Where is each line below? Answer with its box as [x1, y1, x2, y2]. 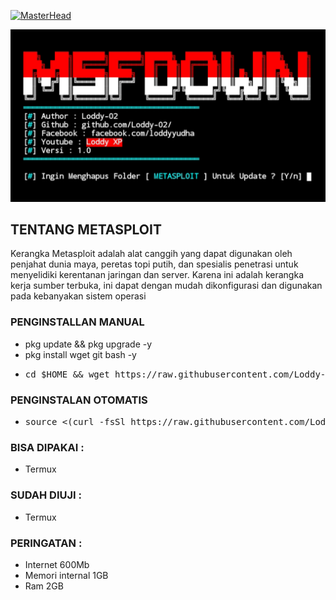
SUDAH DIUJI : [10, 488, 82, 502]
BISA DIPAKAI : [10, 440, 85, 454]
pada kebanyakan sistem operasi [10, 290, 147, 302]
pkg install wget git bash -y [24, 348, 137, 360]
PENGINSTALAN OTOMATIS [10, 393, 148, 407]
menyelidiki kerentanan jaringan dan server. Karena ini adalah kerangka [10, 269, 304, 281]
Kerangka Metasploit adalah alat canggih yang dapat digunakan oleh [10, 248, 293, 260]
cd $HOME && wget [24, 368, 110, 380]
